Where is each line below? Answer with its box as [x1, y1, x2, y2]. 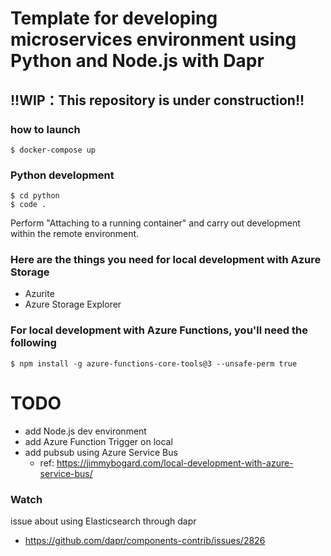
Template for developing [10, 7, 218, 30]
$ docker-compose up [10, 145, 97, 155]
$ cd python [10, 191, 60, 201]
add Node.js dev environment [24, 425, 147, 437]
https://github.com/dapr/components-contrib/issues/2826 [24, 535, 266, 546]
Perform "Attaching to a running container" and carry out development [10, 217, 301, 229]
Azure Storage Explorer [24, 298, 122, 311]
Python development [10, 168, 115, 182]
